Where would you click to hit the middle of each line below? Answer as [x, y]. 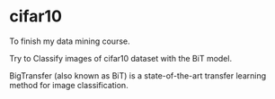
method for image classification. [69, 85]
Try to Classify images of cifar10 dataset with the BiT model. [120, 58]
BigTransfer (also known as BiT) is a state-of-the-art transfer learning [138, 75]
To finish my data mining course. [70, 41]
